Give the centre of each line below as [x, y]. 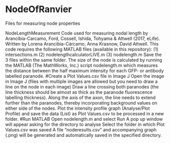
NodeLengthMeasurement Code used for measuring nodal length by [77, 33]
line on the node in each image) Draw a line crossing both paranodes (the [82, 86]
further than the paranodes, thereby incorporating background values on [81, 103]
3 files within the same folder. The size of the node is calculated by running [84, 60]
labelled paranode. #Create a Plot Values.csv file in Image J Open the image [85, 76]
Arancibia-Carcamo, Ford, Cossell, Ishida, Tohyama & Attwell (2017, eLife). [83, 38]
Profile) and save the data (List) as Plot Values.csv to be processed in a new [84, 113]
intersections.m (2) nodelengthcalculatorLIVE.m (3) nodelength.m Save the [83, 55]
